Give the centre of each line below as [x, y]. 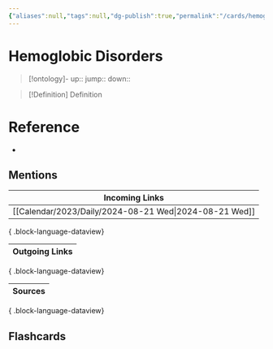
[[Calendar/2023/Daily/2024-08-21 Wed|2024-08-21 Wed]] [134, 212]
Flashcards [37, 336]
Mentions [33, 175]
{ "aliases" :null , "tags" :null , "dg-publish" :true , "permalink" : [114, 16]
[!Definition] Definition [65, 94]
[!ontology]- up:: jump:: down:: [80, 79]
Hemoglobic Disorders [86, 56]
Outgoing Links [43, 252]
